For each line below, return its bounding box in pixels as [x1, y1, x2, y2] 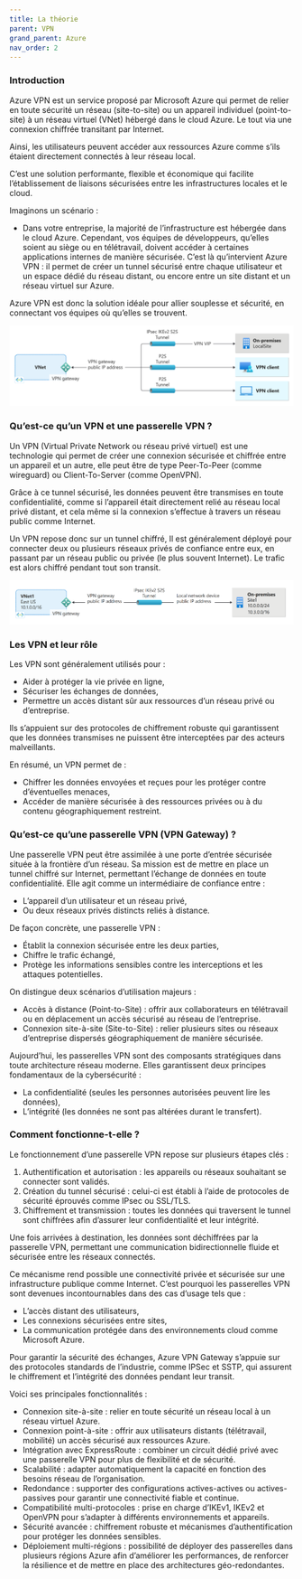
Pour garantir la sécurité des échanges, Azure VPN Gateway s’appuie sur [9, 1351, 281, 1362]
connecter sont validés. [22, 1176, 110, 1187]
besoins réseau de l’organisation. [22, 1473, 146, 1484]
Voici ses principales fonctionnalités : [9, 1388, 148, 1399]
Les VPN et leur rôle [9, 638, 98, 651]
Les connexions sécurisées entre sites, [22, 1315, 168, 1326]
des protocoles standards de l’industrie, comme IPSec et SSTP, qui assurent [9, 1361, 292, 1372]
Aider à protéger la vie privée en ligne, [22, 676, 165, 687]
